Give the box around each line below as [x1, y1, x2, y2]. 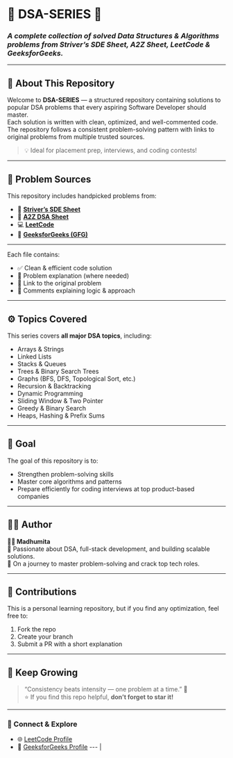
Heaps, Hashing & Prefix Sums [17, 411, 105, 420]
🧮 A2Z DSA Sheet [17, 213, 69, 221]
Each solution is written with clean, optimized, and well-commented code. [7, 118, 218, 126]
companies [17, 492, 50, 500]
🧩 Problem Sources [7, 173, 92, 185]
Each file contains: [7, 250, 60, 259]
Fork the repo [17, 625, 57, 634]
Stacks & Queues [17, 359, 67, 368]
